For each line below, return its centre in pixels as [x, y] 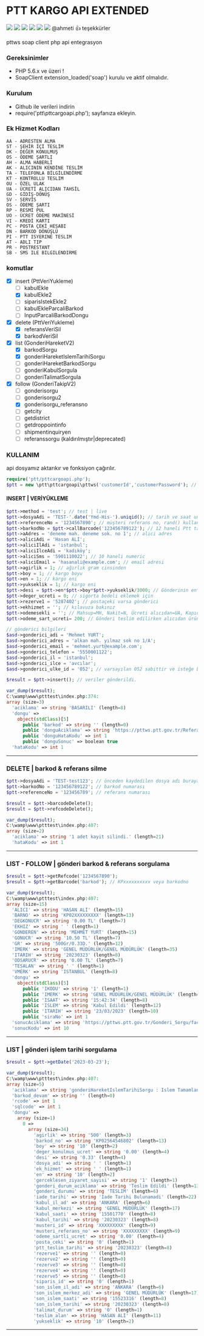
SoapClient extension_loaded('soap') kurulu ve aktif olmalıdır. [92, 78]
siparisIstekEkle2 [45, 302]
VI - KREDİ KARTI [28, 221]
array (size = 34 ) [49, 1129]
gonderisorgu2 [43, 397]
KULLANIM [23, 454]
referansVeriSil [42, 329]
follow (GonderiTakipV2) [46, 384]
